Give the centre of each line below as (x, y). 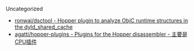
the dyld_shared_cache (43, 27)
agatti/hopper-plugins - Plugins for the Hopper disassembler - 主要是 (101, 34)
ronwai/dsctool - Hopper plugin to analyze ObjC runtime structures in (101, 20)
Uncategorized (24, 9)
